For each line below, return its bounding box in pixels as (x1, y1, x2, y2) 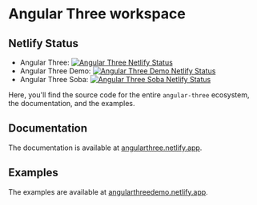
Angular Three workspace (8, 5, 186, 23)
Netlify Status (8, 37, 78, 50)
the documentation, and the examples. (8, 99, 135, 108)
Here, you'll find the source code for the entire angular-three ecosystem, (8, 90, 250, 100)
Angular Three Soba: (19, 75, 89, 84)
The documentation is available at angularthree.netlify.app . (8, 143, 203, 152)
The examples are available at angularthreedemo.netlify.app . (8, 187, 208, 196)
